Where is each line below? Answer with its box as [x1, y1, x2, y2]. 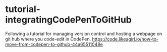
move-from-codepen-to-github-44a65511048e [5, 41, 103, 47]
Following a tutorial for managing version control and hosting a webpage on [5, 30, 162, 36]
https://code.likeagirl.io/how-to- [92, 36, 159, 42]
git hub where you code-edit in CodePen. [5, 36, 91, 42]
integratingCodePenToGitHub [5, 14, 132, 25]
